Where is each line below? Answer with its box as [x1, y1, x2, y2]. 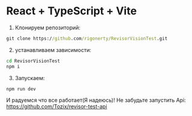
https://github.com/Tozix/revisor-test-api [6, 103, 107, 110]
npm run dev [6, 86, 36, 92]
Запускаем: [14, 74, 45, 81]
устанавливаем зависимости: [14, 46, 92, 53]
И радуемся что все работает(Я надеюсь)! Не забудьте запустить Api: [6, 97, 186, 104]
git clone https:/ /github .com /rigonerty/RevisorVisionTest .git [6, 35, 168, 41]
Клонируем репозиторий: [14, 24, 81, 31]
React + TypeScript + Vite [6, 4, 137, 18]
